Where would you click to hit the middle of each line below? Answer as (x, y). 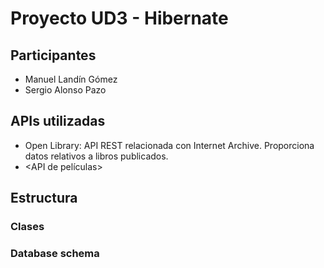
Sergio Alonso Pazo (65, 90)
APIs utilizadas (58, 121)
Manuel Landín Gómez (71, 79)
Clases (27, 227)
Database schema (55, 254)
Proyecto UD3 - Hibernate (119, 18)
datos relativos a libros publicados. (96, 156)
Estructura (44, 198)
